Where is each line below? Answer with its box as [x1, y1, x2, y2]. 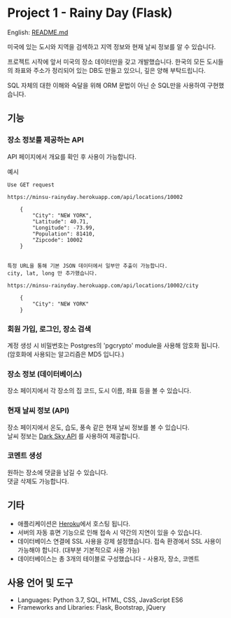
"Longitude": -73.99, [32, 224, 96, 231]
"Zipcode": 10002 [32, 236, 83, 243]
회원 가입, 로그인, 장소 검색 [7, 324, 91, 334]
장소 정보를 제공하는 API [7, 135, 84, 145]
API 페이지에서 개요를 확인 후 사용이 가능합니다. [7, 152, 136, 160]
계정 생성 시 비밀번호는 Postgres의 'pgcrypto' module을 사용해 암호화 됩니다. [7, 341, 220, 350]
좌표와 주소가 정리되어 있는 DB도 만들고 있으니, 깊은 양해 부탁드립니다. [14, 66, 206, 74]
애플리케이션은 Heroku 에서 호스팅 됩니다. [17, 519, 131, 528]
